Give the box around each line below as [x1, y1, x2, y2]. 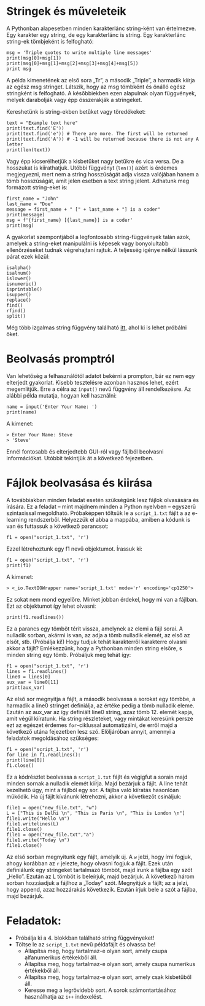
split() [6, 313, 26, 319]
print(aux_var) [6, 684, 45, 691]
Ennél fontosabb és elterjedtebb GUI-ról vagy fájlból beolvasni [6, 447, 164, 455]
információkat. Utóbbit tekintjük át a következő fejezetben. [6, 454, 154, 462]
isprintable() [6, 286, 43, 293]
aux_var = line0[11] [6, 679, 60, 685]
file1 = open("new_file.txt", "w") [6, 804, 98, 811]
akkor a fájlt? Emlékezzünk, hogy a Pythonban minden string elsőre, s [6, 644, 182, 652]
